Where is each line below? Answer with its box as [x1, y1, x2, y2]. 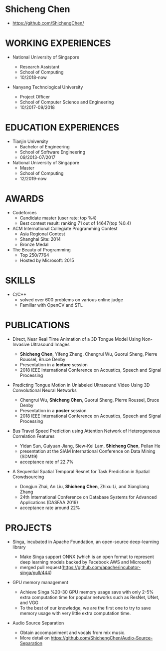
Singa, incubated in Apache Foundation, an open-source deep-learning [12, 539, 159, 545]
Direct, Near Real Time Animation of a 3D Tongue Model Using [12, 336, 141, 342]
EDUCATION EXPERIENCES [5, 122, 120, 133]
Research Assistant [19, 63, 60, 69]
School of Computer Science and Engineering [19, 99, 114, 105]
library [12, 544, 26, 550]
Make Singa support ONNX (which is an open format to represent [19, 554, 155, 560]
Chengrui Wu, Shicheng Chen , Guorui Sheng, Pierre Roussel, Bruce [19, 397, 160, 403]
